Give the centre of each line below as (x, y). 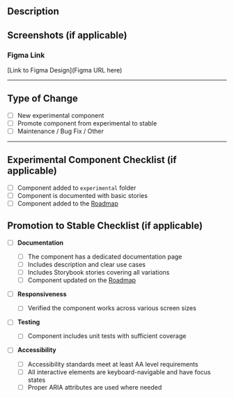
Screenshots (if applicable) (67, 35)
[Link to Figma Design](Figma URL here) (65, 70)
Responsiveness (42, 294)
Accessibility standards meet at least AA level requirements (113, 364)
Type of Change (42, 99)
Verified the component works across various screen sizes (112, 308)
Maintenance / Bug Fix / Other (61, 131)
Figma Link (26, 55)
